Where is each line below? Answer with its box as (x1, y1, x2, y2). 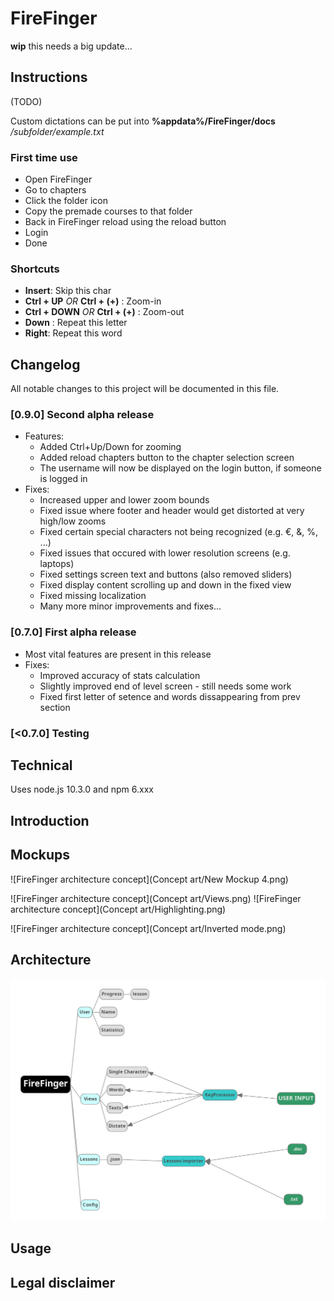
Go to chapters (24, 184, 87, 196)
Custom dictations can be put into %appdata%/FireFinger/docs (10, 115, 276, 127)
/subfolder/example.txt (10, 125, 105, 137)
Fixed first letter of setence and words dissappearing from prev (39, 690, 301, 702)
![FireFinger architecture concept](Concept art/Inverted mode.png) (10, 922, 287, 934)
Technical (10, 757, 73, 774)
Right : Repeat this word (24, 327, 123, 339)
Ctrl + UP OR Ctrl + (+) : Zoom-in (24, 295, 162, 307)
